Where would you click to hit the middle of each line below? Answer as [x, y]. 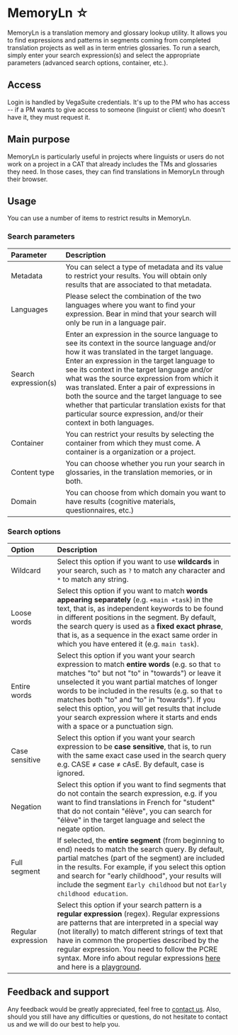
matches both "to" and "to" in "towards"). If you [136, 699]
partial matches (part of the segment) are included [141, 858]
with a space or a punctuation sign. [115, 726]
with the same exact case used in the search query [142, 755]
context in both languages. [110, 423]
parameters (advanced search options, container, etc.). [88, 62]
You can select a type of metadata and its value [144, 267]
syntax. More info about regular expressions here [139, 958]
